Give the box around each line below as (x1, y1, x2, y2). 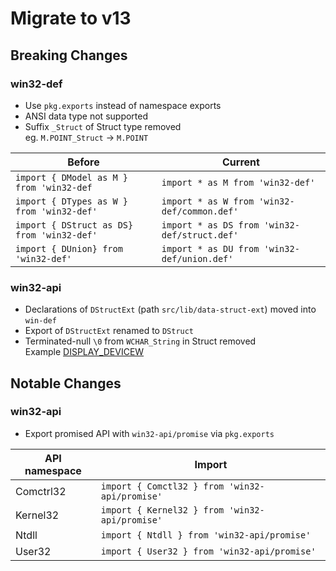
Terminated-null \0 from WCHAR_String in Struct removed (24, 335, 257, 347)
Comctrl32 (15, 484, 67, 498)
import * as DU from (161, 243, 260, 254)
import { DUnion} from (15, 243, 123, 254)
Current (221, 155, 260, 169)
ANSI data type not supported (24, 110, 149, 122)
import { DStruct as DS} (15, 219, 134, 231)
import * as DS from (161, 219, 260, 231)
